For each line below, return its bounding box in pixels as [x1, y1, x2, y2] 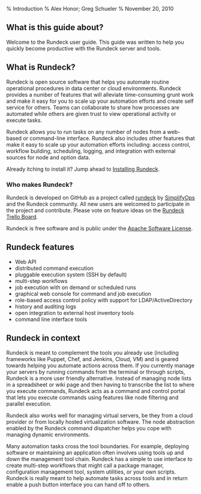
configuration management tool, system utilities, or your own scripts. [6, 468, 176, 475]
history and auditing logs [14, 303, 77, 310]
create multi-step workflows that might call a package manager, [6, 462, 164, 469]
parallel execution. [6, 400, 52, 407]
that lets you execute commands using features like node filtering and [6, 394, 179, 401]
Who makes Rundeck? [6, 180, 73, 189]
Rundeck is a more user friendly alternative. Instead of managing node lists [6, 374, 192, 382]
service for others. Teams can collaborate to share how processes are [6, 103, 180, 111]
